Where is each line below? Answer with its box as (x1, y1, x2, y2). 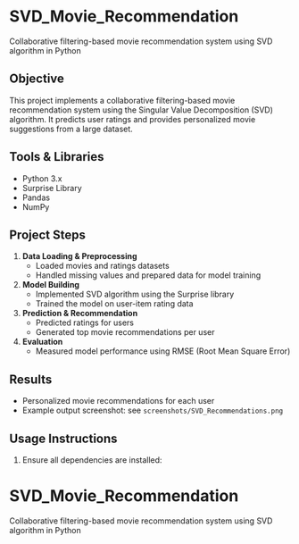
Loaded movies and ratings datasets (35, 261, 170, 272)
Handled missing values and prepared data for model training (35, 270, 262, 280)
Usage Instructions (9, 431, 118, 446)
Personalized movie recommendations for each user (21, 396, 215, 406)
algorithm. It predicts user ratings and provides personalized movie (9, 113, 256, 124)
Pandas (21, 192, 51, 203)
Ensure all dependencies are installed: (21, 455, 162, 465)
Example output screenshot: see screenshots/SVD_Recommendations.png (21, 405, 284, 416)
